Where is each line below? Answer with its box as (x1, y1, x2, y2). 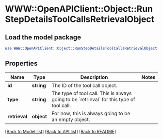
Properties (5, 59, 38, 68)
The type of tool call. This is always (51, 90, 132, 97)
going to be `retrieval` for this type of (51, 96, 135, 103)
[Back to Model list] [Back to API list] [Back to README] (5, 128, 116, 134)
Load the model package (5, 33, 81, 41)
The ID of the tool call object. (51, 82, 117, 88)
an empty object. (51, 116, 90, 122)
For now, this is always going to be (51, 110, 130, 117)
